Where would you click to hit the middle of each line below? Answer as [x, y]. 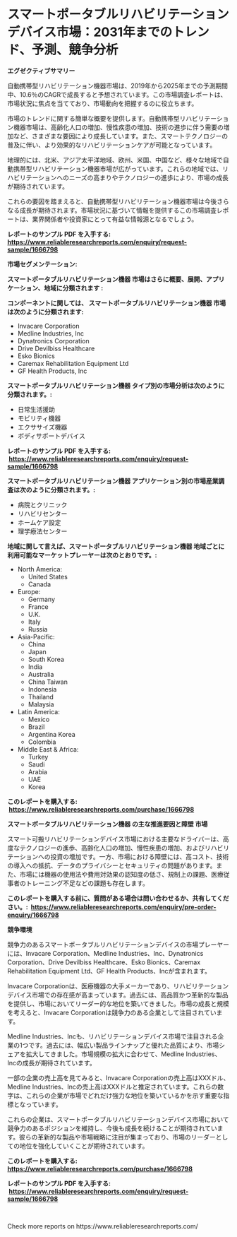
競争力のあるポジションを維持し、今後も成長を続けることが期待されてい [112, 1128]
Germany [41, 599]
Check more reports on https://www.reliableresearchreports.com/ [103, 1226]
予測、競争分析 [75, 50]
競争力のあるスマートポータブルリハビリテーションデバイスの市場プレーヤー [118, 945]
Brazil [36, 727]
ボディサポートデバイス [51, 436]
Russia [38, 629]
